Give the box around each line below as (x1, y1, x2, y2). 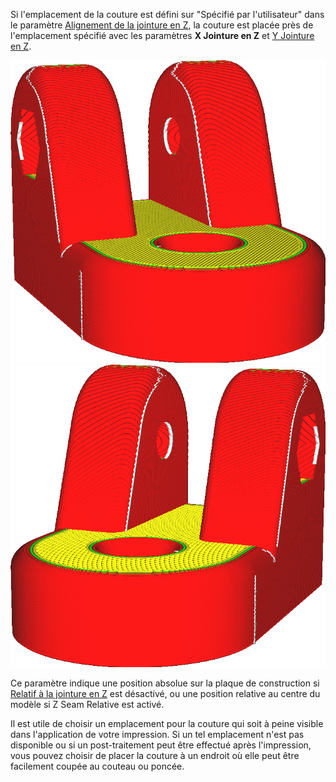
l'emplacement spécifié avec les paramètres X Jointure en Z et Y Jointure (10, 30, 315, 41)
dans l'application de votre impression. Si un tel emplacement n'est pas (10, 728, 305, 740)
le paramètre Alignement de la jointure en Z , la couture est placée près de (10, 19, 314, 31)
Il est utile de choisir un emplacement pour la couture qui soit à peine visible (10, 717, 324, 729)
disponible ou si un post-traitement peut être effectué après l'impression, (10, 739, 312, 751)
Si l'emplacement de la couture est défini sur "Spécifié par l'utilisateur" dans (10, 9, 325, 20)
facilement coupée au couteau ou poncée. (10, 760, 185, 772)
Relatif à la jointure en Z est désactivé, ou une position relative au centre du (10, 687, 321, 699)
